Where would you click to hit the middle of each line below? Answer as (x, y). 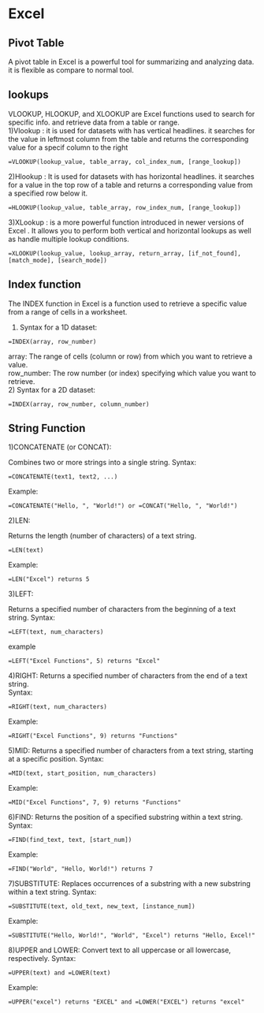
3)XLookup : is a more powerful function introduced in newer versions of (126, 222)
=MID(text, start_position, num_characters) (82, 773)
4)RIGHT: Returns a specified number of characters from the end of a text (128, 676)
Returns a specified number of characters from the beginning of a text (122, 609)
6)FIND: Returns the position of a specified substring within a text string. (125, 817)
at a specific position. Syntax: (56, 759)
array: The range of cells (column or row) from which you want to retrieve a (130, 356)
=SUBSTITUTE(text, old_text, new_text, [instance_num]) (102, 907)
